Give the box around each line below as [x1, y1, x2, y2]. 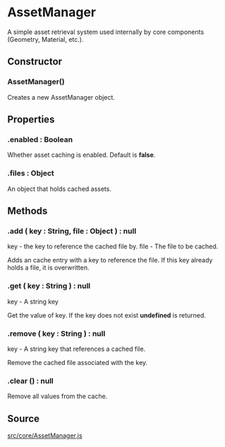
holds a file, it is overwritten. [7, 263, 90, 272]
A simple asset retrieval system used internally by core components [7, 28, 205, 36]
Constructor [7, 56, 62, 68]
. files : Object [7, 168, 54, 178]
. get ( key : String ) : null [7, 281, 91, 291]
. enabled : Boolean [7, 134, 73, 144]
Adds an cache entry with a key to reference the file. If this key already [7, 256, 213, 265]
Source [7, 412, 40, 424]
